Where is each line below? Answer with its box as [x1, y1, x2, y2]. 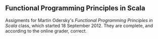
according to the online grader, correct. [5, 27, 87, 34]
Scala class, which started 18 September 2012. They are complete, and [5, 22, 153, 28]
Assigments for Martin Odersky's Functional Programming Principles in [5, 17, 153, 23]
